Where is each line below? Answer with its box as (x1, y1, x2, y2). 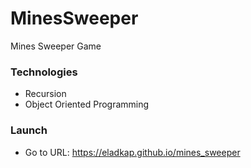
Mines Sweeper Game (10, 40, 102, 52)
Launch (10, 123, 48, 137)
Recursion (24, 88, 67, 100)
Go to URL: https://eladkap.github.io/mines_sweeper (24, 146, 241, 158)
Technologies (10, 65, 78, 79)
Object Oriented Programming (24, 98, 150, 111)
